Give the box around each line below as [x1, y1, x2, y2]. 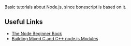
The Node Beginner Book [11, 31, 62, 36]
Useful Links [4, 18, 43, 26]
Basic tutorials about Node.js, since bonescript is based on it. [4, 4, 127, 10]
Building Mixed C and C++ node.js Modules [11, 35, 99, 41]
